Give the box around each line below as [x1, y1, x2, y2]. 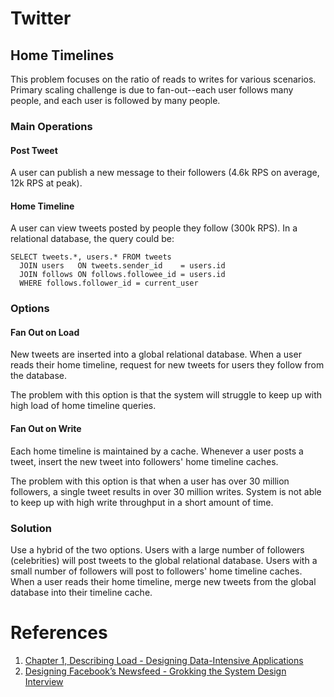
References [10, 622, 108, 644]
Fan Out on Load [10, 326, 80, 338]
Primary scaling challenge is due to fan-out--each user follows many [10, 84, 294, 96]
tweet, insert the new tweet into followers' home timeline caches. [10, 455, 279, 467]
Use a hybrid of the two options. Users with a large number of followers [10, 543, 305, 556]
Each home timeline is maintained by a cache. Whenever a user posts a [10, 445, 304, 457]
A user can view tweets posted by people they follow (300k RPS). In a [10, 222, 298, 234]
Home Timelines [10, 47, 115, 64]
